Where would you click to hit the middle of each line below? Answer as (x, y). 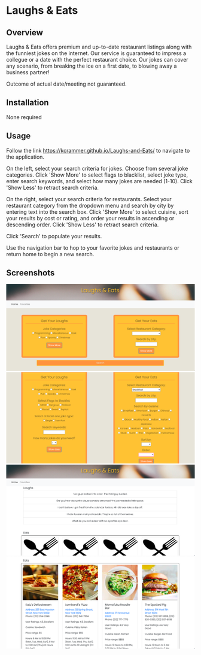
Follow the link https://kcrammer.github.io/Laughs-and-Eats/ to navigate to (98, 150)
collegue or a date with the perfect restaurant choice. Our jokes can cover (97, 60)
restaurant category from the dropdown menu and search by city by (90, 205)
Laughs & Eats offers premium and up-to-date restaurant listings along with (99, 47)
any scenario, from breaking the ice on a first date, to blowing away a (92, 66)
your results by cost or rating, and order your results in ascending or (90, 218)
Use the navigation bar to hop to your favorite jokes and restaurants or (93, 248)
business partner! (28, 72)
